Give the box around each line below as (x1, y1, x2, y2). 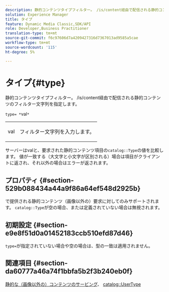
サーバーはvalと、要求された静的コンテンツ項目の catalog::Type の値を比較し (5, 147, 164, 154)
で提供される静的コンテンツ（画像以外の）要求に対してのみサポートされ (5, 198, 155, 204)
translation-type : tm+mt (5, 31, 57, 36)
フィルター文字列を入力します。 (19, 128, 95, 135)
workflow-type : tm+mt (5, 40, 51, 45)
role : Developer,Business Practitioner (5, 26, 89, 31)
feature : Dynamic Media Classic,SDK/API (5, 21, 92, 27)
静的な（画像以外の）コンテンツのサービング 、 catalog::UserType (5, 281, 141, 287)
